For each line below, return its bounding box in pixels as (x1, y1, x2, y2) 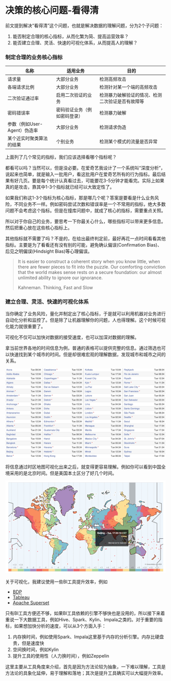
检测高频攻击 (99, 76, 127, 82)
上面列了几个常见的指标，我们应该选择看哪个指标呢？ (5, 154, 117, 160)
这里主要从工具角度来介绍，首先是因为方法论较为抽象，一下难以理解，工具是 (5, 664, 166, 670)
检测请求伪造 (99, 124, 127, 130)
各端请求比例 (7, 84, 35, 90)
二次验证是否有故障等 (99, 98, 145, 104)
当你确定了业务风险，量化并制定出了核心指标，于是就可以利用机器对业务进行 (5, 311, 166, 317)
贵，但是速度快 (12, 640, 44, 646)
